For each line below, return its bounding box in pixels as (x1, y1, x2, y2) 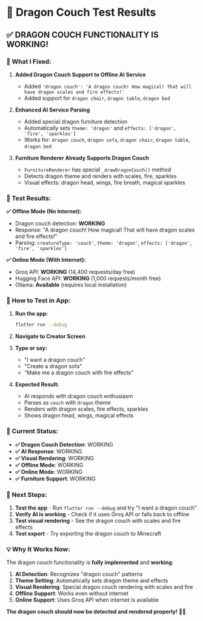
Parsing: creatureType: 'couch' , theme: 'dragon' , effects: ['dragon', (15, 239, 193, 247)
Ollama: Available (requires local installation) (15, 281, 127, 288)
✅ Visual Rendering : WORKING (15, 454, 94, 462)
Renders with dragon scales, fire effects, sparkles (24, 405, 148, 413)
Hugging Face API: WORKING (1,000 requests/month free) (15, 275, 161, 282)
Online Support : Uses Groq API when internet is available (15, 596, 159, 603)
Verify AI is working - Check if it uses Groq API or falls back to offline (15, 510, 190, 517)
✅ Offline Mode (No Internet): (6, 208, 82, 215)
